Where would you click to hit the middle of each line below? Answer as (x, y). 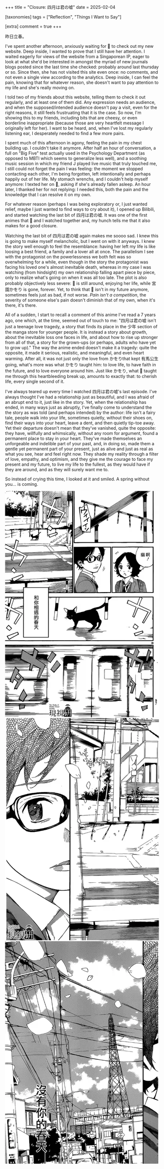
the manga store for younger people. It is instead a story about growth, (76, 332)
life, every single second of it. (35, 381)
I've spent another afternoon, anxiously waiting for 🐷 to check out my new (79, 46)
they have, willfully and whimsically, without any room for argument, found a (82, 433)
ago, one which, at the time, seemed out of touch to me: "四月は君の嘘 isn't (81, 320)
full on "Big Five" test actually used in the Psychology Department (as (75, 153)
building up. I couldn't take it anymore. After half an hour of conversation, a (81, 148)
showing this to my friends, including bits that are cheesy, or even (71, 118)
